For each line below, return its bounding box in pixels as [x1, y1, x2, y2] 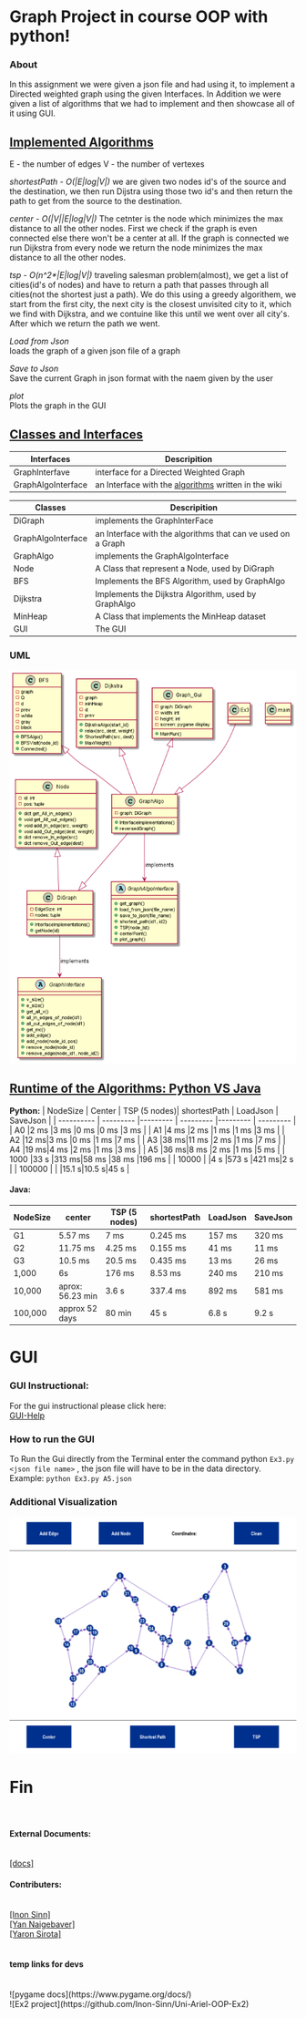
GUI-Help [9, 1410, 46, 1421]
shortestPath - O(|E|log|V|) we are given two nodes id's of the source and [9, 176, 287, 188]
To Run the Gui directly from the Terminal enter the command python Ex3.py [9, 1454, 294, 1465]
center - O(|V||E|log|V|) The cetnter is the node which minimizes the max [9, 213, 284, 224]
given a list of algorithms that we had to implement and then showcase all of [9, 98, 295, 109]
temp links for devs [9, 1959, 84, 1970]
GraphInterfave [13, 467, 70, 478]
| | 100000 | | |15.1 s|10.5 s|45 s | [9, 1163, 130, 1174]
